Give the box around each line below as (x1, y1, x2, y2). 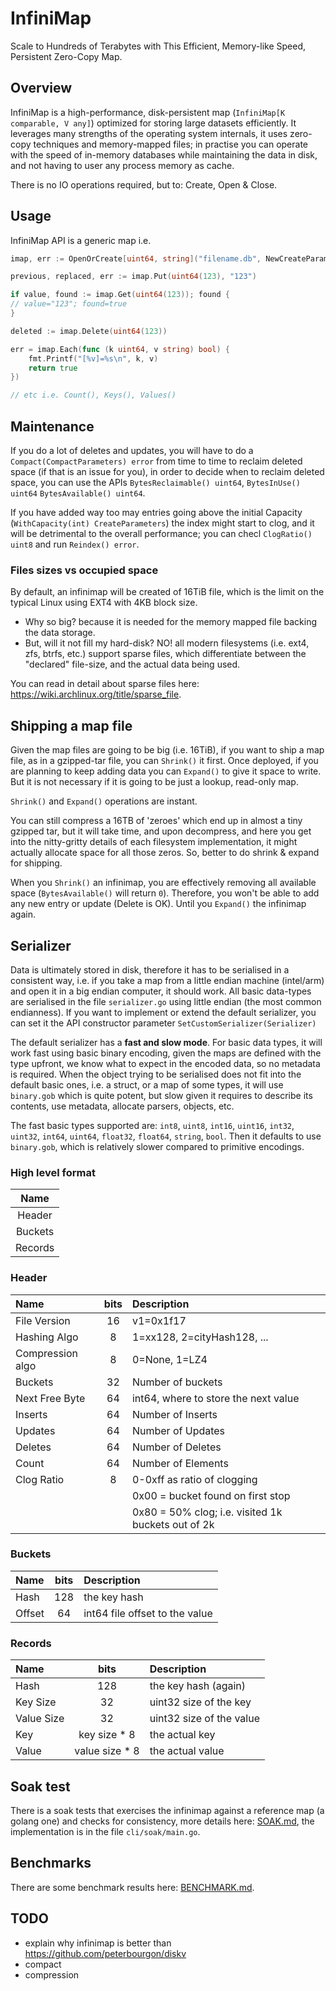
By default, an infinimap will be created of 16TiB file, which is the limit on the (10, 586, 325, 598)
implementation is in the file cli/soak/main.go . (10, 1825, 201, 1837)
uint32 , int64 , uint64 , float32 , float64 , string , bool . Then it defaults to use (10, 1130, 322, 1142)
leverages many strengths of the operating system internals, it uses (10, 127, 288, 139)
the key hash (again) (149, 1679, 247, 1693)
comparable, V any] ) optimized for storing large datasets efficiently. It (10, 117, 297, 129)
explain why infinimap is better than (24, 1937, 172, 1949)
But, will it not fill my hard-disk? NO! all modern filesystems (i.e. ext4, (24, 637, 310, 649)
